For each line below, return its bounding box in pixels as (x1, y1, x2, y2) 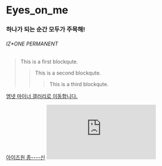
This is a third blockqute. (49, 81, 109, 88)
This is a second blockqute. (34, 69, 101, 76)
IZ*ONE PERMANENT (6, 40, 58, 47)
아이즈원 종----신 (6, 154, 45, 161)
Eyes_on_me (6, 3, 69, 17)
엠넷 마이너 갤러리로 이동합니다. (6, 93, 78, 100)
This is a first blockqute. (20, 58, 79, 65)
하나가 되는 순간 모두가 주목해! (6, 26, 86, 34)
